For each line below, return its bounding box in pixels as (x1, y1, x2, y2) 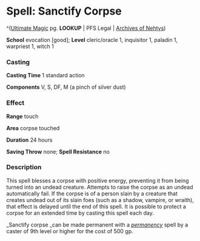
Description (6, 163, 42, 172)
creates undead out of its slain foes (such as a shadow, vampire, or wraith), (6, 196, 194, 203)
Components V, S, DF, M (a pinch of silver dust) (6, 83, 126, 91)
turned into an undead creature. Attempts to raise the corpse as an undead (6, 183, 193, 190)
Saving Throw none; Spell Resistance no (6, 148, 110, 155)
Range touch (6, 113, 39, 120)
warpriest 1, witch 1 (6, 43, 55, 50)
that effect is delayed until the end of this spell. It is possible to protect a (6, 203, 187, 210)
